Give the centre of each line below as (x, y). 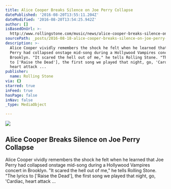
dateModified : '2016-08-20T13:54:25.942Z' (51, 19)
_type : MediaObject (26, 105)
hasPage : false (21, 95)
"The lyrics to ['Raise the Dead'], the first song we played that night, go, (81, 176)
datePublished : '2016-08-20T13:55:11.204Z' (52, 15)
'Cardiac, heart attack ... (31, 181)
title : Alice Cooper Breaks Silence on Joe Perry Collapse (69, 10)
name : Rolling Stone (32, 76)
